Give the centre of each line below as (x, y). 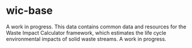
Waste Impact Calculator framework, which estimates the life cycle (86, 32)
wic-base (29, 11)
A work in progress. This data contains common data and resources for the (96, 27)
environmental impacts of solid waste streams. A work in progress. (86, 39)
